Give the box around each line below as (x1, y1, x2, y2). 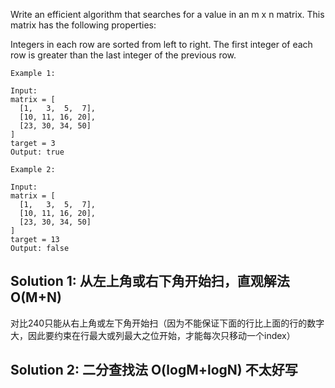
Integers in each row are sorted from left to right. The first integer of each (10, 39, 313, 50)
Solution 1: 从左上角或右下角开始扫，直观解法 (10, 273, 290, 290)
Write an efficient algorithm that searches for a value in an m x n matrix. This (10, 9, 325, 20)
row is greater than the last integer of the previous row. (10, 49, 237, 61)
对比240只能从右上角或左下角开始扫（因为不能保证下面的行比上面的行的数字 (10, 317, 325, 329)
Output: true (10, 147, 65, 157)
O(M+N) (10, 289, 62, 306)
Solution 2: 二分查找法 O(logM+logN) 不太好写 (10, 362, 298, 379)
